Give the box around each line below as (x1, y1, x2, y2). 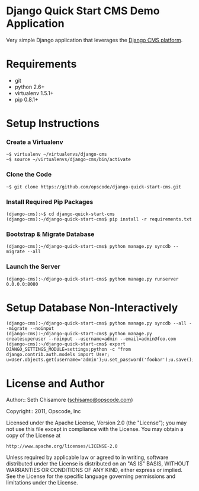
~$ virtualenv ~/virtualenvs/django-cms (6, 152, 108, 158)
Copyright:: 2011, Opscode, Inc (6, 408, 81, 415)
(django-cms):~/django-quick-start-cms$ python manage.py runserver (6, 276, 179, 282)
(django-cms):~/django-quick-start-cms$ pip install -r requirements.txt (6, 216, 192, 222)
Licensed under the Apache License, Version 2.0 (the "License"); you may (6, 419, 187, 426)
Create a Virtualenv (6, 138, 63, 146)
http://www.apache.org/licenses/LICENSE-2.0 (6, 443, 118, 449)
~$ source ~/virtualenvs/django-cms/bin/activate (6, 156, 131, 163)
